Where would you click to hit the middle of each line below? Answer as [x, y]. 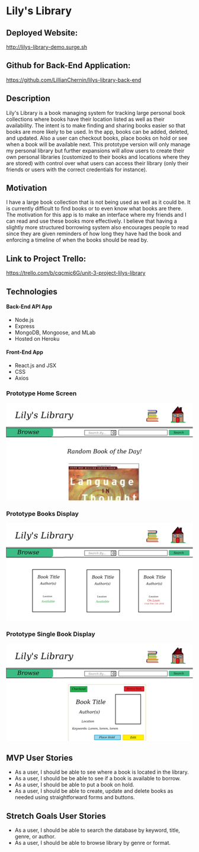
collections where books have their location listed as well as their [85, 119]
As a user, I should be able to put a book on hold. [74, 785]
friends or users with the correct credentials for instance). [77, 169]
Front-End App [25, 352]
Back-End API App [29, 307]
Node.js [24, 320]
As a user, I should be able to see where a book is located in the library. [102, 772]
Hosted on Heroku [37, 338]
